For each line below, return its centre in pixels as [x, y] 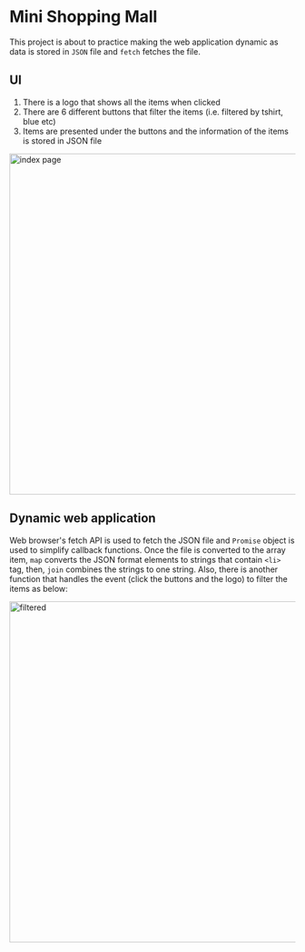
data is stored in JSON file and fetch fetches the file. [105, 51]
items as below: [39, 588]
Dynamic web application [83, 519]
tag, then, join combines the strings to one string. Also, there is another [144, 569]
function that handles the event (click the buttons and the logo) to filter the [148, 578]
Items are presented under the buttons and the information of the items [155, 131]
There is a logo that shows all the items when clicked [121, 102]
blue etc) [39, 121]
